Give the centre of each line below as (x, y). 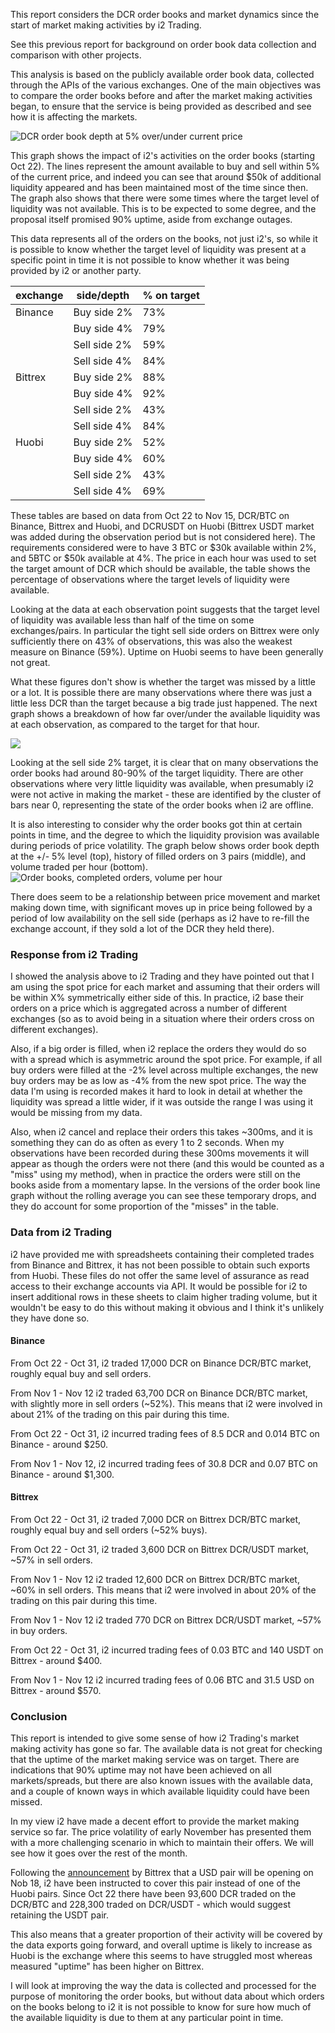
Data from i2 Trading (61, 1232)
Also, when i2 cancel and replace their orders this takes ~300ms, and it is (161, 1132)
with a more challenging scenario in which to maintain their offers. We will (162, 1843)
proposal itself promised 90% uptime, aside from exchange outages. (151, 219)
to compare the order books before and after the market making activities (161, 95)
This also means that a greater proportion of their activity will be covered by (166, 1935)
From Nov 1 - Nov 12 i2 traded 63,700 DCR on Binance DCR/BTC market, (159, 1393)
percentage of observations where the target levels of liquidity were (150, 579)
